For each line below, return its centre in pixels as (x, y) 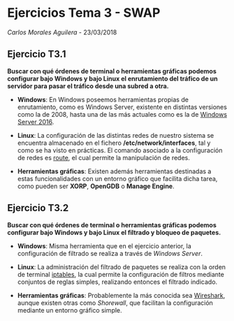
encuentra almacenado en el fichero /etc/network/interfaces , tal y (114, 143)
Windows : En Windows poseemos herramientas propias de (103, 99)
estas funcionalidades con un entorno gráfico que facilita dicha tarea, (117, 178)
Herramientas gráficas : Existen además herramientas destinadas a (114, 171)
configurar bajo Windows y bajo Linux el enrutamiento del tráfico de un (112, 78)
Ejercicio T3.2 (38, 208)
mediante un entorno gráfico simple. (70, 310)
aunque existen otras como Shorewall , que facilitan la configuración (115, 303)
